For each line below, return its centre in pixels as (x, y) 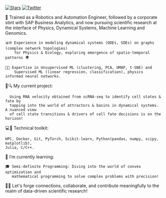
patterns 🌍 (17, 58)
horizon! (14, 119)
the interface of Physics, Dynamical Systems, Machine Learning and (75, 28)
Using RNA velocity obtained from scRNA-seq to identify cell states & (85, 97)
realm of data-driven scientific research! (46, 191)
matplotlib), (19, 143)
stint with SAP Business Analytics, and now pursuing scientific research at (81, 23)
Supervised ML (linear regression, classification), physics (79, 72)
